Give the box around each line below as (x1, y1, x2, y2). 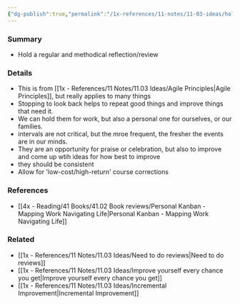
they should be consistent (17, 160, 94, 168)
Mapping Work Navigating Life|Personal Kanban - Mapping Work (17, 209, 209, 218)
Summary (7, 34, 43, 44)
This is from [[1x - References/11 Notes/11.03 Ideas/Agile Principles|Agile (17, 84, 231, 93)
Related (7, 235, 35, 245)
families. (17, 122, 43, 131)
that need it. (17, 107, 54, 116)
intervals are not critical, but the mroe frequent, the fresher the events (17, 130, 224, 138)
